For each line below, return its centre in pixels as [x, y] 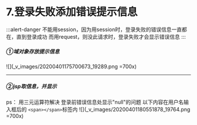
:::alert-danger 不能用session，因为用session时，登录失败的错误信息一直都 [97, 29]
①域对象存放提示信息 [33, 51]
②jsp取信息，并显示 [31, 86]
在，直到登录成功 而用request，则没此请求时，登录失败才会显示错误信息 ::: [96, 36]
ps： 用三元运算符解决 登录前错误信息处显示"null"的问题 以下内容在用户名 [95, 102]
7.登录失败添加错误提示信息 [72, 12]
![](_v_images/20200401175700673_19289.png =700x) [71, 66]
